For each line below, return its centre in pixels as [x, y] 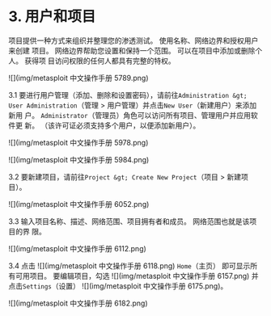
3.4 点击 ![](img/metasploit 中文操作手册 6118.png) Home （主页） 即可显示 [129, 265]
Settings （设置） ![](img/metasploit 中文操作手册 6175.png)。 [125, 286]
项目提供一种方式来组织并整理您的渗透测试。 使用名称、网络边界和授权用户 [133, 40]
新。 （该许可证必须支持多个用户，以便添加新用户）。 [112, 125]
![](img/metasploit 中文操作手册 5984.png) [79, 159]
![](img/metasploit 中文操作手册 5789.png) [78, 78]
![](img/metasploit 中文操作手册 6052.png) [79, 204]
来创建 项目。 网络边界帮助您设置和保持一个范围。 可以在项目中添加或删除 [132, 50]
